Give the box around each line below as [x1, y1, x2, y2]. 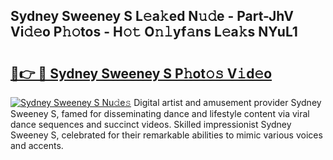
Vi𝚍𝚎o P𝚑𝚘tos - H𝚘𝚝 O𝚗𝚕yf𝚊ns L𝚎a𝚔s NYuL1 [10, 24, 298, 41]
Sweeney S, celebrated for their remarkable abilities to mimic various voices [10, 129, 323, 141]
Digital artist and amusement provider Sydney [133, 97, 322, 108]
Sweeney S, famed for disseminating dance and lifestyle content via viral [10, 108, 310, 119]
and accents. [10, 140, 64, 151]
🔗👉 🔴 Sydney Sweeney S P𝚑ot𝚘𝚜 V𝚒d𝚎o [10, 65, 273, 82]
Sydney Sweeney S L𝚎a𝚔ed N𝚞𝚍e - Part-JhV [10, 8, 294, 25]
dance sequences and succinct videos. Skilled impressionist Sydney [10, 119, 292, 130]
